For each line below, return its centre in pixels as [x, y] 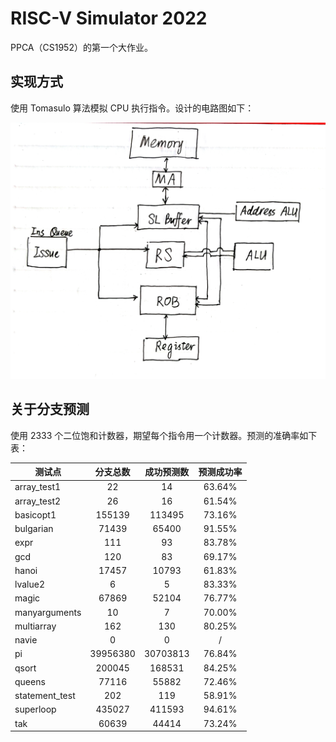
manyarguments [48, 612]
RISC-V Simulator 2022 [109, 18]
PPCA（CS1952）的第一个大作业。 [81, 47]
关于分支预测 [50, 409]
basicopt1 [35, 514]
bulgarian [34, 529]
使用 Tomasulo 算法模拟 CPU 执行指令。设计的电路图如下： [132, 108]
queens [30, 681]
